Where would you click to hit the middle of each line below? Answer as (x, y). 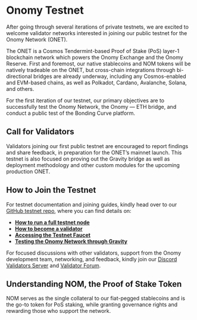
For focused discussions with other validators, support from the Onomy (94, 253)
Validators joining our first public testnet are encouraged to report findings (97, 146)
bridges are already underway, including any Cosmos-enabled (110, 76)
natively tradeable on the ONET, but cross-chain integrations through (91, 70)
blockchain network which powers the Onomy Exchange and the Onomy (95, 57)
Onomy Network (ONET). (37, 39)
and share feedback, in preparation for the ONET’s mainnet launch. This (94, 152)
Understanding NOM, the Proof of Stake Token (94, 284)
